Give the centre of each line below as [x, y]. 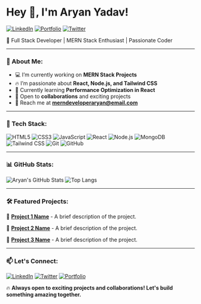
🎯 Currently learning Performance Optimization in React [85, 90]
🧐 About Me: [25, 61]
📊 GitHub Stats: [30, 165]
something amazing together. [44, 294]
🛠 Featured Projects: [37, 201]
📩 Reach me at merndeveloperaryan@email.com [76, 103]
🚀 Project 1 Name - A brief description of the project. [71, 217]
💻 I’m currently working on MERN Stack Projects [76, 75]
